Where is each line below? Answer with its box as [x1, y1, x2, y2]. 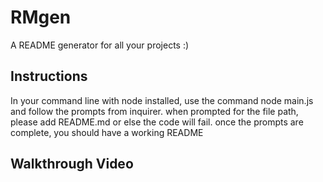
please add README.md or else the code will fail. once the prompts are [10, 116, 304, 128]
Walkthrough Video [10, 156, 134, 173]
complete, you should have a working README [10, 126, 204, 138]
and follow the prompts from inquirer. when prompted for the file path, [10, 105, 299, 117]
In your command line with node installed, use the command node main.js [10, 94, 314, 106]
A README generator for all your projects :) [10, 39, 190, 51]
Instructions [10, 68, 88, 85]
